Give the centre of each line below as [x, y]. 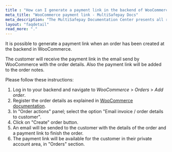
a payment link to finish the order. [48, 133]
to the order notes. [25, 70]
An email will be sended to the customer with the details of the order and [89, 128]
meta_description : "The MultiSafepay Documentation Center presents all [84, 19]
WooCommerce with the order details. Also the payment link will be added [83, 64]
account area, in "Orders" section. [49, 144]
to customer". [27, 117]
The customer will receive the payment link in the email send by [72, 59]
